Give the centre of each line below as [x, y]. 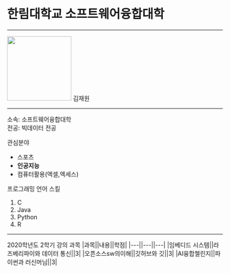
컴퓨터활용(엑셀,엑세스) [48, 174]
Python [27, 217]
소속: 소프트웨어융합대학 [39, 119]
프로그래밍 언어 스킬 [34, 189]
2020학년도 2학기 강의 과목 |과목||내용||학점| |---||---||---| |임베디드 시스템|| [110, 245]
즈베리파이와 [24, 253]
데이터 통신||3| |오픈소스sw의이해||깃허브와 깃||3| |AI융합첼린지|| [129, 253]
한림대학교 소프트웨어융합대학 [86, 14]
